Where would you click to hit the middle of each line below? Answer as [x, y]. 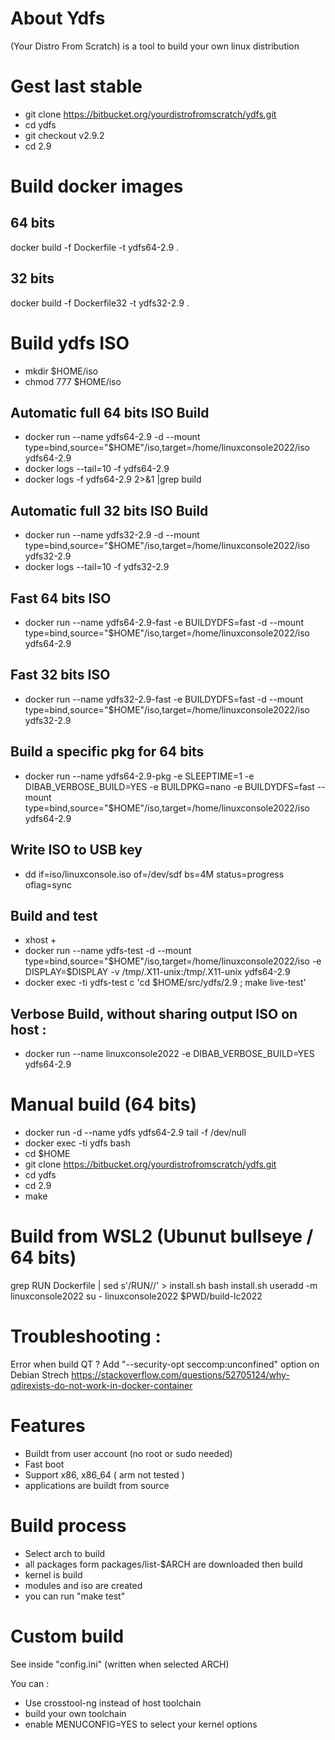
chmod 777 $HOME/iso [73, 381]
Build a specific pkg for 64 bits [107, 752]
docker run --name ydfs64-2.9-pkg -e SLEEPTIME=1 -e [139, 776]
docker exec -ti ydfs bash [77, 1143]
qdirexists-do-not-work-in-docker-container [101, 1385]
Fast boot [44, 1464]
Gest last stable [76, 86]
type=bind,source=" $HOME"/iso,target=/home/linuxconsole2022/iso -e [173, 961]
